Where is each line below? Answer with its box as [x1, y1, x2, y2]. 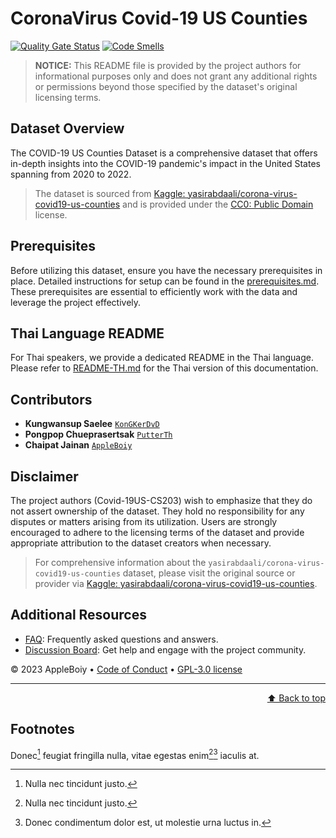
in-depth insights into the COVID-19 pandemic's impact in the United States [10, 157, 321, 169]
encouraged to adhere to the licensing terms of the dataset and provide [10, 527, 305, 538]
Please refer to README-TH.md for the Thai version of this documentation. [10, 362, 319, 374]
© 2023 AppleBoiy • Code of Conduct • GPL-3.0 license [10, 663, 243, 675]
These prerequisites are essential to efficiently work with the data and [10, 285, 298, 297]
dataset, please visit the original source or [122, 567, 296, 579]
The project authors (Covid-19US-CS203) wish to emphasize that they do [10, 495, 313, 506]
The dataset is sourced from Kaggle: [34, 187, 186, 199]
